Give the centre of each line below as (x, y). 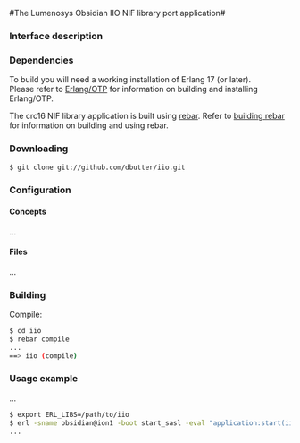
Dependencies (42, 60)
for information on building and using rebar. (89, 125)
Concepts (28, 211)
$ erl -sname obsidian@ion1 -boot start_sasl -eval (107, 423)
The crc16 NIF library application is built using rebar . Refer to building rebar (147, 116)
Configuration (40, 190)
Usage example (44, 379)
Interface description (56, 36)
